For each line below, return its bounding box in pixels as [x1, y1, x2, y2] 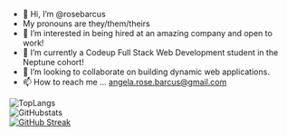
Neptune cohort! [22, 57, 84, 67]
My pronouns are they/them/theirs [22, 18, 151, 29]
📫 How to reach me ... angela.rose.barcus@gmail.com [22, 77, 227, 87]
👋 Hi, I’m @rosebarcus [22, 9, 106, 19]
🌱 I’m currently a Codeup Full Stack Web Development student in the [22, 47, 279, 58]
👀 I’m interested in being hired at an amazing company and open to [22, 28, 273, 38]
